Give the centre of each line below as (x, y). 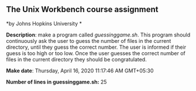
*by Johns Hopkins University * (44, 23)
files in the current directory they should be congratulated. (77, 59)
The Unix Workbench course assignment (82, 10)
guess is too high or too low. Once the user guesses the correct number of (96, 53)
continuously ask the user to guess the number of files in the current (89, 41)
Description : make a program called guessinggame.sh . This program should (98, 35)
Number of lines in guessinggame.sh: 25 (56, 82)
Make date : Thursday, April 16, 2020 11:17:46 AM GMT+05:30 (80, 70)
